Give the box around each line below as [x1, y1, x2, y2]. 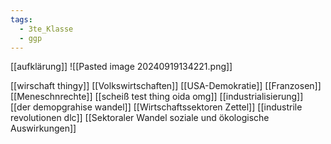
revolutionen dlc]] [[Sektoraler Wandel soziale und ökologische [10, 112, 270, 124]
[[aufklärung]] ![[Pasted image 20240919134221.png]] [10, 61, 233, 73]
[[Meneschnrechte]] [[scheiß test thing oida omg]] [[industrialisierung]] [10, 91, 304, 103]
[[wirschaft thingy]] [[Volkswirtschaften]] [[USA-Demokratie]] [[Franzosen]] [10, 80, 322, 92]
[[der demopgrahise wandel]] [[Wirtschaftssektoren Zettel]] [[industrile [10, 101, 303, 113]
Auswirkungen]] [10, 122, 77, 135]
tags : [10, 14, 33, 25]
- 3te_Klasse [19, 24, 74, 34]
